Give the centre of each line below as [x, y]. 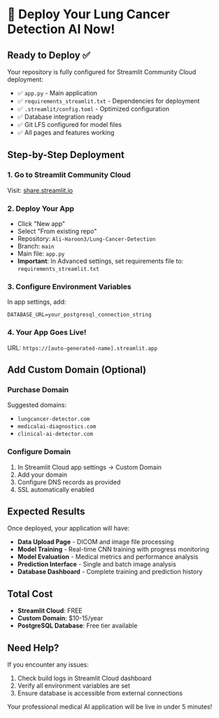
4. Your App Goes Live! [47, 333]
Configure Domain [39, 452]
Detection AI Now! [61, 29]
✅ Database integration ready [60, 117]
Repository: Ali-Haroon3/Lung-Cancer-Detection [86, 239]
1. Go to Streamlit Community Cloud [69, 175]
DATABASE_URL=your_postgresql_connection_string [79, 315]
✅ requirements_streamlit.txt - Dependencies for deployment [108, 101]
